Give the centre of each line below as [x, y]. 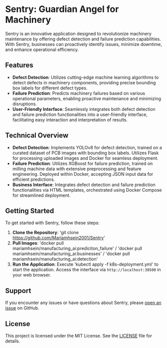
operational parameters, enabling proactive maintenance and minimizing [86, 98]
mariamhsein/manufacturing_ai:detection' [55, 259]
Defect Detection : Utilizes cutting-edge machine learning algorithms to [85, 77]
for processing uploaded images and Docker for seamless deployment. [85, 158]
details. [13, 341]
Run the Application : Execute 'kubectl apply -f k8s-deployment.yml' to [85, 264]
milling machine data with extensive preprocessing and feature [77, 169]
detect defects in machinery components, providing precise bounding [84, 82]
